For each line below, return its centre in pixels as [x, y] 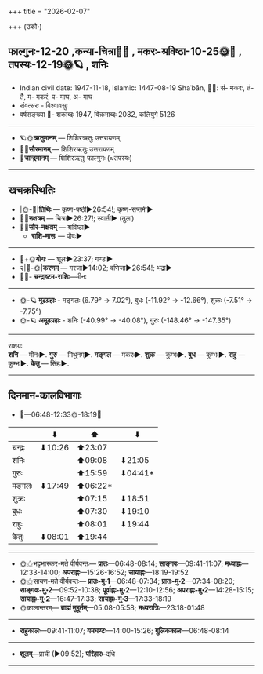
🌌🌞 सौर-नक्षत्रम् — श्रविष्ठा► [55, 227]
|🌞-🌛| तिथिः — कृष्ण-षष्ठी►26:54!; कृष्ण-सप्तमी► [86, 209]
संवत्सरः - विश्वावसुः [43, 105]
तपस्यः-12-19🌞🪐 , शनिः [58, 65]
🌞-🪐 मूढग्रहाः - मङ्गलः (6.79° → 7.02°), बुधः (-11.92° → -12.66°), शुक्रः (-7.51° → [136, 300]
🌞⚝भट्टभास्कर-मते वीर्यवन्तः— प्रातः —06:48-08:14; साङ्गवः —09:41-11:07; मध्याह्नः [130, 563]
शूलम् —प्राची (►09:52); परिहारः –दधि [67, 654]
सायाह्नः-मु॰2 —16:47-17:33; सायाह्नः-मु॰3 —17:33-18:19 [95, 599]
